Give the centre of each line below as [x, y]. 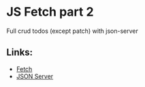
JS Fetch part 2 [50, 12]
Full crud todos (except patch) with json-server [72, 31]
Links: [20, 52]
